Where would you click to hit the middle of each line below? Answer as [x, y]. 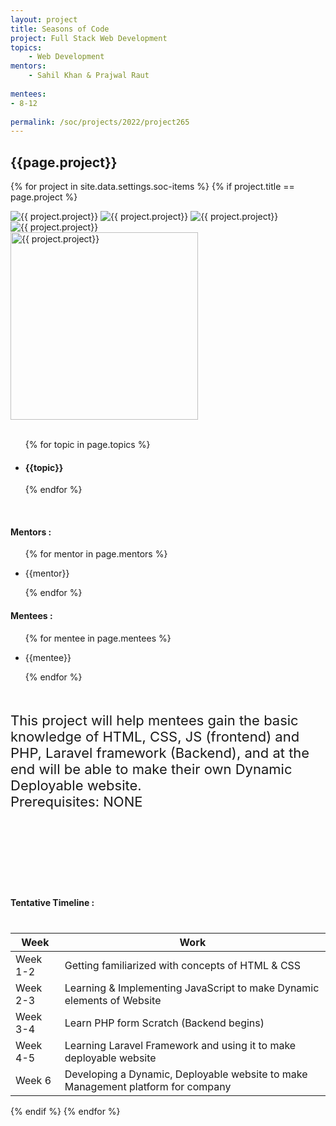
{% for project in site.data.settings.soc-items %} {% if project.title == [152, 187]
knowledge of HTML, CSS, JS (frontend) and [155, 736]
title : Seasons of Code [60, 29]
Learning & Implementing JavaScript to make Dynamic [192, 988]
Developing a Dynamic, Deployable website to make [186, 1074]
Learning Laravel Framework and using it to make [180, 1045]
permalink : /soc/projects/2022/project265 [100, 122]
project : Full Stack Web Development [89, 38]
